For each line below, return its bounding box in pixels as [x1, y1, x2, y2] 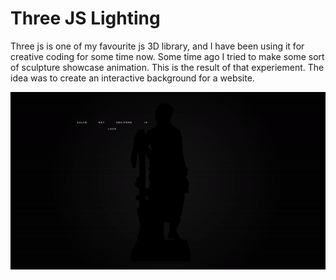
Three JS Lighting [10, 7, 161, 30]
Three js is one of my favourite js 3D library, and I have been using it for [10, 40, 305, 52]
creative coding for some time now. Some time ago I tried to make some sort [10, 50, 325, 62]
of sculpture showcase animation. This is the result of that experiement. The [10, 61, 325, 73]
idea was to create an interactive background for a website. [10, 72, 255, 84]
